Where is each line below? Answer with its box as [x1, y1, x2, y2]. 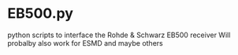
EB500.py [7, 5, 74, 22]
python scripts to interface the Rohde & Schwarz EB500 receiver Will [7, 30, 231, 40]
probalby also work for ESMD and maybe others [7, 38, 163, 47]
